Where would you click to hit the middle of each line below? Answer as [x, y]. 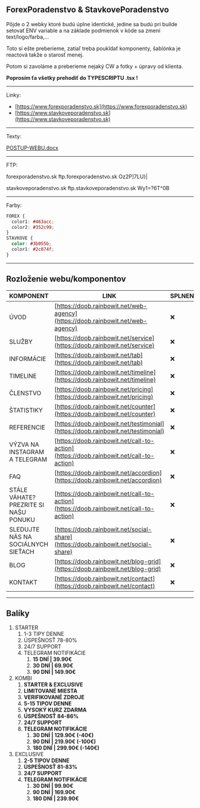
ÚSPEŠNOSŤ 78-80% [50, 641]
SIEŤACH [22, 552]
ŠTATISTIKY [26, 410]
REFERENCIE [27, 427]
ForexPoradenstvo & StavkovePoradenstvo [88, 10]
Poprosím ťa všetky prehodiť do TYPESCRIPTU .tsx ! [72, 77]
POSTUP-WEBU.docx [32, 148]
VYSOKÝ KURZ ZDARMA [55, 710]
